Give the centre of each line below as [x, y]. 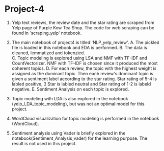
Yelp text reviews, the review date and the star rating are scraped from [83, 22]
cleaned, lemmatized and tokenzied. [48, 53]
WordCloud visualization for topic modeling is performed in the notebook [85, 118]
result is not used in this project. [44, 143]
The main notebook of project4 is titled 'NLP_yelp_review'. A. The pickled [85, 42]
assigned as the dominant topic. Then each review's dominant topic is [82, 73]
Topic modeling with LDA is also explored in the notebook [70, 98]
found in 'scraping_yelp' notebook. [47, 33]
